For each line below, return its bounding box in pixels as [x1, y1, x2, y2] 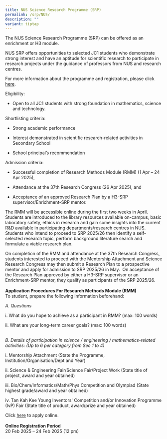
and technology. [12, 106, 46, 112]
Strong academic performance [12, 125, 76, 131]
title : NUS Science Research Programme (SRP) [5, 7, 101, 13]
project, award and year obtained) [5, 372, 75, 378]
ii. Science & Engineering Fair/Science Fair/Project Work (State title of [5, 367, 148, 373]
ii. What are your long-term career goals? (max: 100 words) [5, 322, 127, 328]
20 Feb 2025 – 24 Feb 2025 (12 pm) [5, 428, 79, 434]
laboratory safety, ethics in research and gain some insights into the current [5, 220, 161, 226]
